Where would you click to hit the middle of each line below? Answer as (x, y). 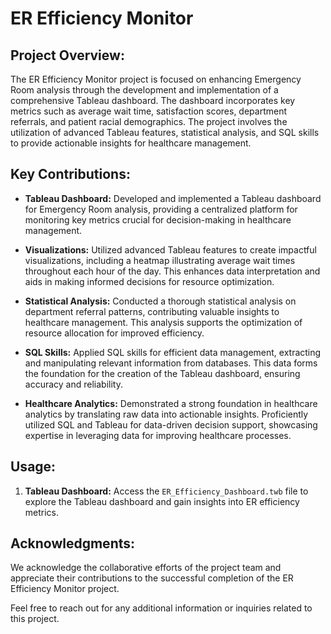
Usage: (33, 467)
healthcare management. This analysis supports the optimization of (163, 322)
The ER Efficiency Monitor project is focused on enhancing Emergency (156, 79)
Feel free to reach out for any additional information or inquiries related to (161, 608)
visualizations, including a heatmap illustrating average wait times (160, 260)
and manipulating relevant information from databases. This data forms (171, 363)
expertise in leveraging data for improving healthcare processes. (158, 435)
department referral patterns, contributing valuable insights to (152, 311)
